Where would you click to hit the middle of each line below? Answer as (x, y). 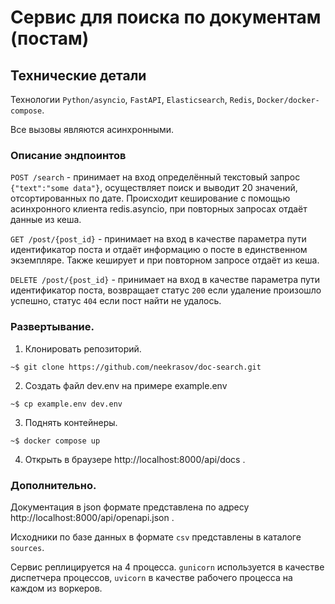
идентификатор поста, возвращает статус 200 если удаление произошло (166, 290)
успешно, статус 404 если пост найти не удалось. (116, 301)
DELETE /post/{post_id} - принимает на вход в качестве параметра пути (165, 280)
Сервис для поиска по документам (166, 17)
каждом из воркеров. (56, 588)
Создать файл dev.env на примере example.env (126, 385)
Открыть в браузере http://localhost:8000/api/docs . (135, 459)
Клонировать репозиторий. (83, 348)
